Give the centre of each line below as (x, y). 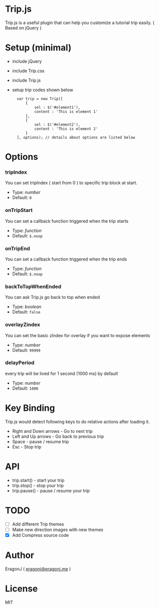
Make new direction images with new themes (58, 530)
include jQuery (27, 61)
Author (20, 555)
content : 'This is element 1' (66, 111)
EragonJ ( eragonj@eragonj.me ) (38, 569)
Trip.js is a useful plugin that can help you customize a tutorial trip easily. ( (80, 23)
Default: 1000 (25, 388)
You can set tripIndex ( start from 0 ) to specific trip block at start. (71, 183)
